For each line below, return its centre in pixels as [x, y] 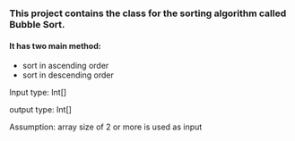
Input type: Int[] [38, 93]
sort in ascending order [65, 66]
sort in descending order [68, 75]
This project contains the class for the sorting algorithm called [148, 13]
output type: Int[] [40, 110]
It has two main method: [55, 46]
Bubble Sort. [37, 24]
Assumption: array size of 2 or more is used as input [106, 127]
